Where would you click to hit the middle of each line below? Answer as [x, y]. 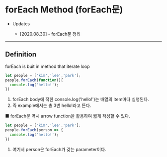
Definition [21, 54]
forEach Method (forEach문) [64, 10]
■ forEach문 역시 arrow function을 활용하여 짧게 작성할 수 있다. [68, 116]
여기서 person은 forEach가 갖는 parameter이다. [59, 149]
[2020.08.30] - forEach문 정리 [50, 34]
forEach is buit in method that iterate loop [48, 66]
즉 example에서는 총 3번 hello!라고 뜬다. [52, 105]
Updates [21, 24]
